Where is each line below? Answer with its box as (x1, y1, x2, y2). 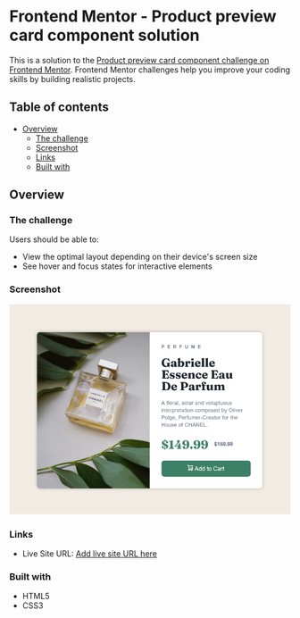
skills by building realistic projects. (9, 73, 136, 84)
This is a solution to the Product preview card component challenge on (9, 54, 270, 65)
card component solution (9, 25, 200, 46)
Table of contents (9, 100, 109, 115)
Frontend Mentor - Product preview (9, 6, 277, 27)
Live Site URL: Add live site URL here (21, 548, 158, 559)
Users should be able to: (9, 234, 100, 245)
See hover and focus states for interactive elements (21, 261, 212, 271)
